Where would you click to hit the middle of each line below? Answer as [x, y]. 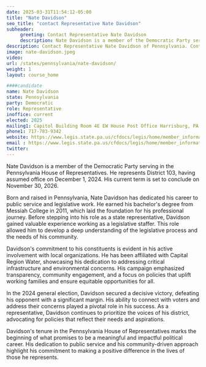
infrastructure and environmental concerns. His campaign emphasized [96, 268]
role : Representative [34, 109]
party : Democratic [30, 103]
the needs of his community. [42, 236]
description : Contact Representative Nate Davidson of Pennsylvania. [97, 47]
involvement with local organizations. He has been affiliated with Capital [97, 255]
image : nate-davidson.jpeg [41, 52]
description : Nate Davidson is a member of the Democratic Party [105, 41]
